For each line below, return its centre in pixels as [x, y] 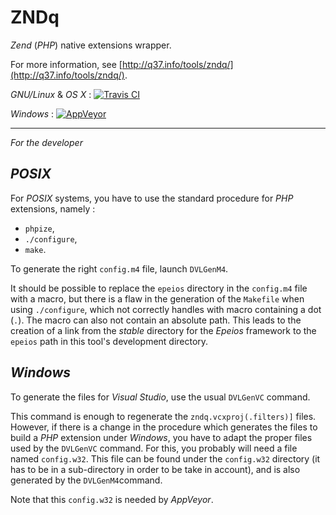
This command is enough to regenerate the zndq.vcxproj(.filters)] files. [163, 416]
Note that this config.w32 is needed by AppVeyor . [112, 499]
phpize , [39, 228]
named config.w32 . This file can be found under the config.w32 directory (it [165, 458]
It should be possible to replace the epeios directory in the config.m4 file [159, 288]
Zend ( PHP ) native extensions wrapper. [91, 45]
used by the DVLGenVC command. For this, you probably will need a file [154, 448]
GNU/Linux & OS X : [51, 94]
